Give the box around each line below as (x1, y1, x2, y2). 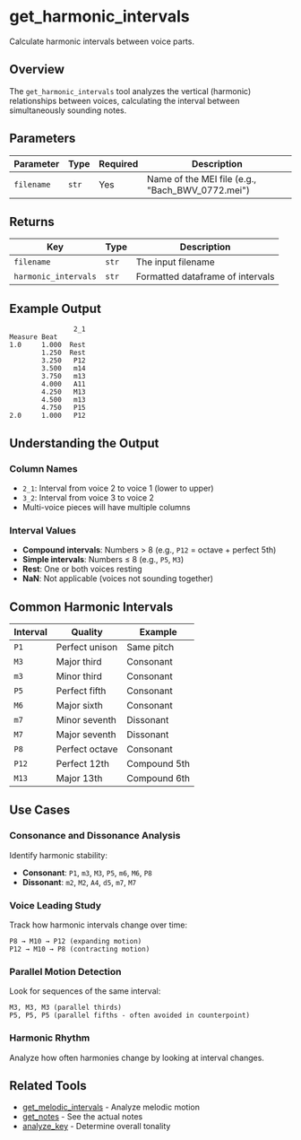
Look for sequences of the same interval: (9, 986, 161, 996)
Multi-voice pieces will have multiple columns (21, 501, 191, 512)
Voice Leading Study (9, 899, 101, 911)
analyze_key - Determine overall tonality (21, 1121, 171, 1132)
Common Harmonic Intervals (9, 599, 174, 614)
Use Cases (9, 803, 71, 818)
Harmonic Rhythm (9, 1031, 90, 1044)
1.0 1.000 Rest (9, 341, 87, 350)
